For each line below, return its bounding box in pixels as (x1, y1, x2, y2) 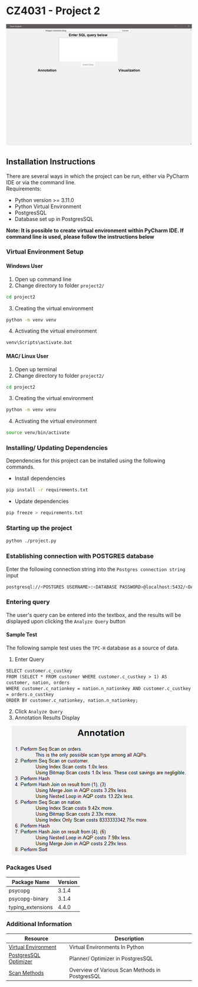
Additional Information (6, 920, 72, 928)
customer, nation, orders (6, 680, 70, 686)
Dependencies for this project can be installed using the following (6, 457, 166, 465)
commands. (6, 463, 35, 470)
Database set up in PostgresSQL (14, 215, 94, 222)
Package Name (11, 878, 50, 885)
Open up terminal (14, 365, 57, 373)
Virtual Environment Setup (6, 248, 84, 256)
